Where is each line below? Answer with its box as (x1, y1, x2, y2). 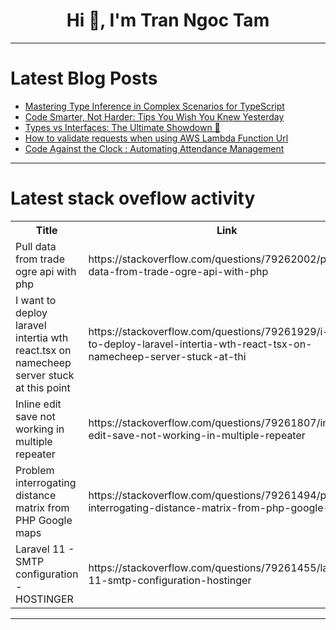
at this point (15, 380, 71, 394)
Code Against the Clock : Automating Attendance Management (24, 142, 285, 154)
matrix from (15, 500, 70, 514)
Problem (15, 463, 55, 477)
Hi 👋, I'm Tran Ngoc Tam (66, 9, 270, 32)
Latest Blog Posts (10, 67, 158, 90)
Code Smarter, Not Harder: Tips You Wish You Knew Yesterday (24, 110, 285, 123)
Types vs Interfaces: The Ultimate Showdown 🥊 (24, 121, 221, 133)
